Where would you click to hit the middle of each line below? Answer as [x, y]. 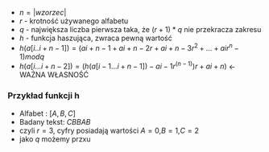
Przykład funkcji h [43, 96]
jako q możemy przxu [55, 139]
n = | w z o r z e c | [43, 12]
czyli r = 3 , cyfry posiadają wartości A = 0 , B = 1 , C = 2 [109, 130]
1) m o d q [32, 56]
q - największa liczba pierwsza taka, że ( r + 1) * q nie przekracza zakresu [140, 29]
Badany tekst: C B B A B [55, 121]
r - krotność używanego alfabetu [74, 21]
